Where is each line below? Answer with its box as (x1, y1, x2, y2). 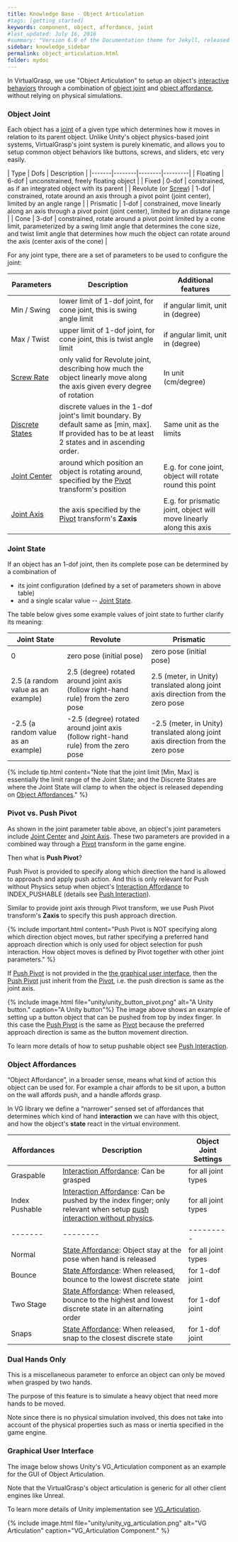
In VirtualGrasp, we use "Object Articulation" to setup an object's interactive (7, 76, 229, 85)
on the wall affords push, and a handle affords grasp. (7, 1090, 161, 1099)
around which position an (59, 458, 144, 468)
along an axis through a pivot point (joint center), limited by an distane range (7, 207, 230, 215)
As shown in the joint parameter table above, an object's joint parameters (7, 824, 221, 833)
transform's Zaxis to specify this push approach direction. (7, 911, 177, 920)
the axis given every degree (59, 382, 152, 392)
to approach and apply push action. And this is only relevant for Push (7, 875, 209, 883)
